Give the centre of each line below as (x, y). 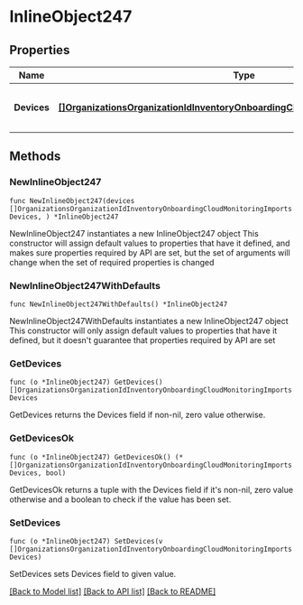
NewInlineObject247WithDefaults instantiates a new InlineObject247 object (149, 321)
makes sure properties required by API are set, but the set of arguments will (150, 252)
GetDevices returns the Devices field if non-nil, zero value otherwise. (138, 415)
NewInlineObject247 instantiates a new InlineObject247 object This (134, 233)
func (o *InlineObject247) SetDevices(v (87, 541)
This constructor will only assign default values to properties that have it (143, 330)
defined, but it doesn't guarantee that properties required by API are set (142, 340)
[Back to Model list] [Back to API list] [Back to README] (113, 591)
